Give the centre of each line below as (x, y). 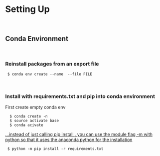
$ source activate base (34, 121)
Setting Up (27, 9)
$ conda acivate (26, 125)
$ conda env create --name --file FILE (50, 74)
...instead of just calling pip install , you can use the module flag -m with (79, 134)
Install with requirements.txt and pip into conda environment (80, 96)
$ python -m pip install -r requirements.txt (55, 149)
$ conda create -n (29, 116)
